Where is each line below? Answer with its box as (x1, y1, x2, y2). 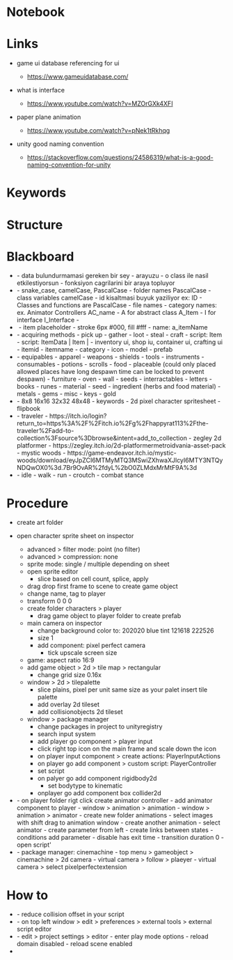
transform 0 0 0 (26, 597, 72, 605)
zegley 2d (193, 434, 222, 442)
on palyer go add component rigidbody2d (37, 774, 157, 783)
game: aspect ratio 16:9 (26, 656, 95, 665)
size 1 (37, 634, 54, 642)
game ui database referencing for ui (16, 59, 120, 67)
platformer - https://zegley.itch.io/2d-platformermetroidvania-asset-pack (16, 441, 226, 450)
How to (6, 887, 49, 903)
